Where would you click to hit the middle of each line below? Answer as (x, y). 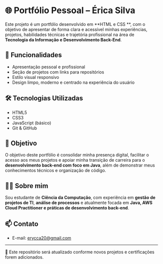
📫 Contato (22, 224)
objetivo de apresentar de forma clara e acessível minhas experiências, (76, 29)
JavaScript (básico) (32, 123)
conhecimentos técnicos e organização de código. (56, 170)
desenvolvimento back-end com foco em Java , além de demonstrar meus (80, 165)
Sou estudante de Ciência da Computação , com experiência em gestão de (80, 198)
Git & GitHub (24, 128)
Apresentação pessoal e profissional (49, 67)
